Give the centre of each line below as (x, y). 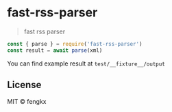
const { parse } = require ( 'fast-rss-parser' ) (75, 44)
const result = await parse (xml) (55, 50)
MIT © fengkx (27, 101)
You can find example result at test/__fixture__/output (86, 64)
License (24, 85)
